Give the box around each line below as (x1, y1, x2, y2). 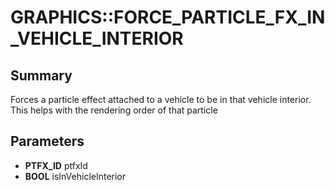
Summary (10, 67, 73, 84)
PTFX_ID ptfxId (24, 159, 88, 171)
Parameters (10, 133, 85, 150)
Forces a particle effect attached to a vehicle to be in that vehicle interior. (10, 94, 312, 105)
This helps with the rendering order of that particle (10, 104, 218, 116)
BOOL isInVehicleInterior (24, 170, 127, 182)
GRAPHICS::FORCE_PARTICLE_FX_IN (10, 6, 326, 29)
